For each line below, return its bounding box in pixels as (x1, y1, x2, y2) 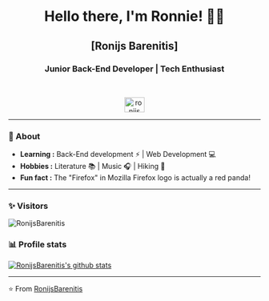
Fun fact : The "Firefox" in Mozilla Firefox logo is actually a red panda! (19, 173, 251, 183)
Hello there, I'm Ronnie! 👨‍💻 (43, 7, 226, 26)
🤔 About (8, 130, 41, 142)
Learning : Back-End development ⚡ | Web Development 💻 (19, 150, 216, 159)
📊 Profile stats (8, 239, 67, 251)
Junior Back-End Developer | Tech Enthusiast (44, 63, 225, 74)
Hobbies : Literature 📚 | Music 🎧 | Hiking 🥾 (19, 162, 166, 171)
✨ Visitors (8, 200, 49, 211)
